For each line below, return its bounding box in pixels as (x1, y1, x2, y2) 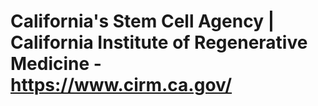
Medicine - (10, 53, 102, 75)
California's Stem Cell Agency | (10, 10, 275, 33)
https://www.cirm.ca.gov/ (10, 74, 233, 97)
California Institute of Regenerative (10, 31, 308, 54)
